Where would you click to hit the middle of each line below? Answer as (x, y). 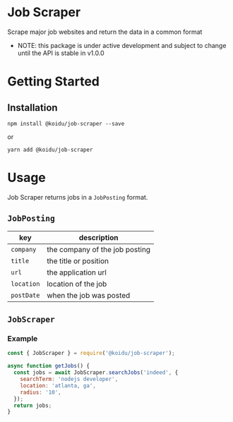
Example (23, 338)
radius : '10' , (41, 392)
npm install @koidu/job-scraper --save (66, 123)
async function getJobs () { (49, 366)
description (98, 237)
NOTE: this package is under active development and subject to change (122, 45)
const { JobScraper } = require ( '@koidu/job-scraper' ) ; (91, 354)
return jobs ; (33, 405)
